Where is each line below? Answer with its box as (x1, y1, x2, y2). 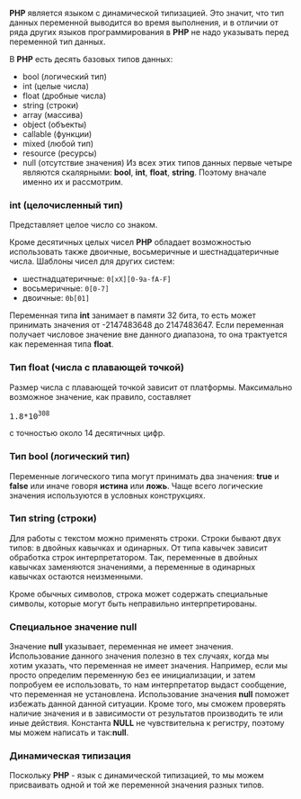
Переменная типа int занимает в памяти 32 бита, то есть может (9, 310, 256, 321)
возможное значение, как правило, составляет (9, 391, 191, 402)
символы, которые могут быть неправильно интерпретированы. (9, 598, 258, 609)
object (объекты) (22, 119, 87, 130)
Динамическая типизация (9, 749, 132, 762)
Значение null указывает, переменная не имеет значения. (9, 641, 234, 652)
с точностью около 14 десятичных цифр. (9, 428, 166, 439)
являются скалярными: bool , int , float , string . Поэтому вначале (22, 167, 267, 177)
